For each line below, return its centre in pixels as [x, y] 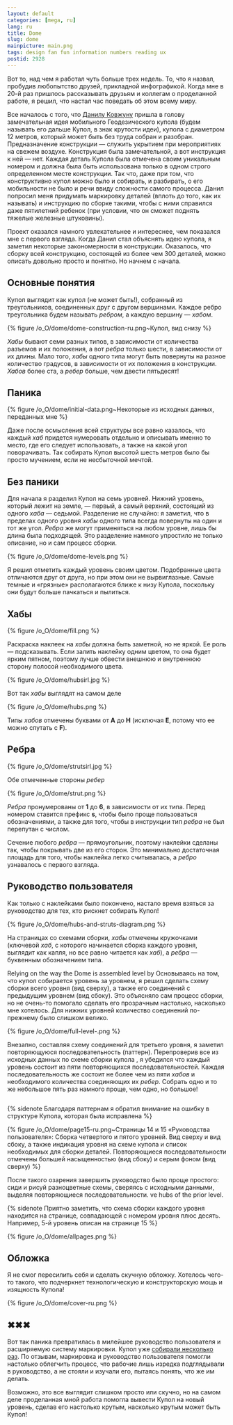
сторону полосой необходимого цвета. [65, 666]
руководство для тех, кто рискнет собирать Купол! [83, 910]
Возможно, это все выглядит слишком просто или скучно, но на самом [114, 1392]
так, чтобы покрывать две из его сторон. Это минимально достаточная [113, 850]
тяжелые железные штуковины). [56, 218]
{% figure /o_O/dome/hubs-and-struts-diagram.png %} [86, 924]
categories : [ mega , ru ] [42, 20]
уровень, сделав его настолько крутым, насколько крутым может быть [114, 1407]
